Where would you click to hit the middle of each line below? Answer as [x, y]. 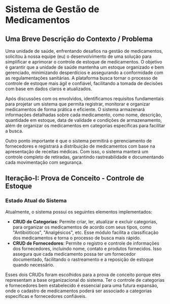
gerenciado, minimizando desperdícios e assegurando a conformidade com [84, 73]
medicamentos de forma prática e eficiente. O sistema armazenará [75, 109]
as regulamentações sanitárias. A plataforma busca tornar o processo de [81, 78]
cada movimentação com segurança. [44, 162]
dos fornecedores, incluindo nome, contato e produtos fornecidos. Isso [87, 248]
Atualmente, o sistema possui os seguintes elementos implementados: [79, 212]
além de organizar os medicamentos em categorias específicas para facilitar [85, 126]
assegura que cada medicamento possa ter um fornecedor [74, 254]
